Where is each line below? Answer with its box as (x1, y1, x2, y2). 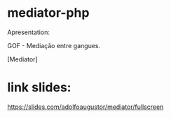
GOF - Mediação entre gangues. (7, 41, 101, 50)
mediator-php (7, 5, 90, 21)
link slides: (7, 80, 71, 96)
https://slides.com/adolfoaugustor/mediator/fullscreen (7, 103, 164, 111)
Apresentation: (7, 28, 50, 36)
